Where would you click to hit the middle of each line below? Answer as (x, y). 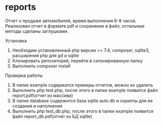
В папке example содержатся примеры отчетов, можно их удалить (83, 85)
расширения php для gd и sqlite (46, 55)
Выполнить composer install (41, 66)
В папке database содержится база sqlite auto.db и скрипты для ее (82, 100)
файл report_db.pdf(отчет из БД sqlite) (52, 116)
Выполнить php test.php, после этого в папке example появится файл (85, 90)
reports (20, 7)
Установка (16, 40)
